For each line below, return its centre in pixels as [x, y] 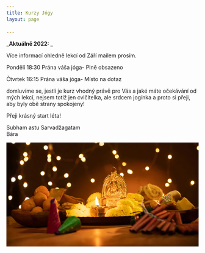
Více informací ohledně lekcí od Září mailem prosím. [71, 55]
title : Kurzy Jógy [30, 13]
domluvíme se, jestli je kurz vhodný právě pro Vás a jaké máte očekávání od [102, 91]
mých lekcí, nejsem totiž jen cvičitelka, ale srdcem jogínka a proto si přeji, [98, 98]
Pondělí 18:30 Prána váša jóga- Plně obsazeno [65, 68]
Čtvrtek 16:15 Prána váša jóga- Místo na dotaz [64, 79]
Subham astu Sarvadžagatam [43, 127]
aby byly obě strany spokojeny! [46, 104]
